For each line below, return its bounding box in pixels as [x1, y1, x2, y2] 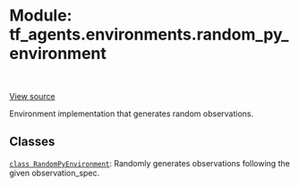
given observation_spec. [9, 167, 100, 178]
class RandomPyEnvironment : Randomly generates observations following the [9, 157, 291, 168]
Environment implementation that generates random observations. [9, 108, 254, 119]
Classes [9, 134, 56, 149]
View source [9, 90, 56, 101]
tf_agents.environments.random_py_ [9, 24, 289, 45]
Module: [9, 5, 73, 26]
